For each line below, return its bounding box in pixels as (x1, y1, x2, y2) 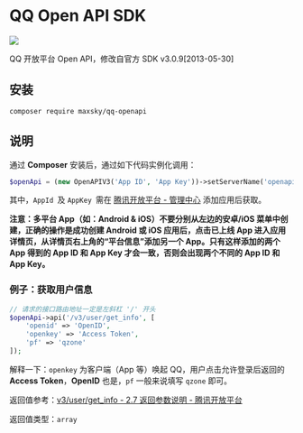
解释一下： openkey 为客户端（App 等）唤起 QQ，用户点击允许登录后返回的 (9, 364, 286, 374)
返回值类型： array (9, 413, 78, 424)
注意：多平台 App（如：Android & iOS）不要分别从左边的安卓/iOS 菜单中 (9, 214, 281, 225)
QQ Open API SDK (9, 5, 147, 26)
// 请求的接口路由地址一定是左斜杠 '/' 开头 (9, 304, 156, 314)
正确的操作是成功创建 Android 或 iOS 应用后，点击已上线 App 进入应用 (24, 225, 287, 235)
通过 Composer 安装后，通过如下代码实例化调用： (9, 159, 197, 170)
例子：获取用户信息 (9, 283, 93, 296)
